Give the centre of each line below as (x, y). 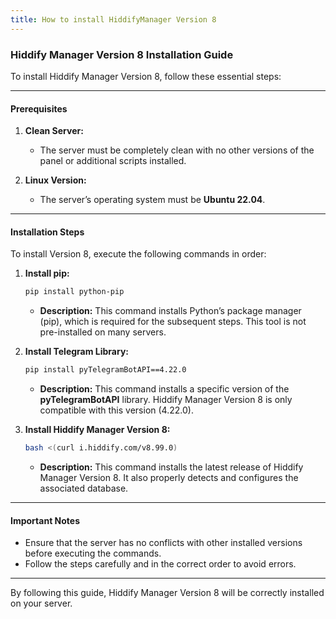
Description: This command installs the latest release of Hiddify (171, 467)
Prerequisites (39, 108)
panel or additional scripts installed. (113, 161)
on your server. (41, 603)
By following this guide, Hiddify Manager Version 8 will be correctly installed (167, 593)
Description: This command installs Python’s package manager (170, 311)
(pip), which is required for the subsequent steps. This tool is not (173, 322)
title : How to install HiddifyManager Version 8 (113, 19)
